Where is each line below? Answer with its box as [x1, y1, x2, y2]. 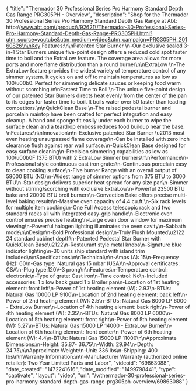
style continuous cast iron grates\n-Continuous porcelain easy [37, 160, 187, 167]
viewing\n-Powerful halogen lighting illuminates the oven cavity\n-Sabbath [6, 222, 186, 229]
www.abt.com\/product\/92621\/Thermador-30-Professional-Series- [20, 23, 185, 30]
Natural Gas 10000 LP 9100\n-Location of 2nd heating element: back [6, 291, 171, 298]
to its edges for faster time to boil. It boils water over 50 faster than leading [6, 98, 186, 105]
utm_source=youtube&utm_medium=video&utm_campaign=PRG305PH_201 [6, 36, 188, 43]
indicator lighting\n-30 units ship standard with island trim [6, 248, 145, 254]
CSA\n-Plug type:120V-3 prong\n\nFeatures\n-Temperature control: [6, 266, 168, 273]
